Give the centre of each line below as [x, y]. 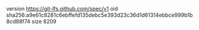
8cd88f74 [18, 21]
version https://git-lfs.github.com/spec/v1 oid [62, 9]
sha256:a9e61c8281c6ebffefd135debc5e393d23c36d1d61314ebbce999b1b [100, 15]
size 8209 [44, 21]
